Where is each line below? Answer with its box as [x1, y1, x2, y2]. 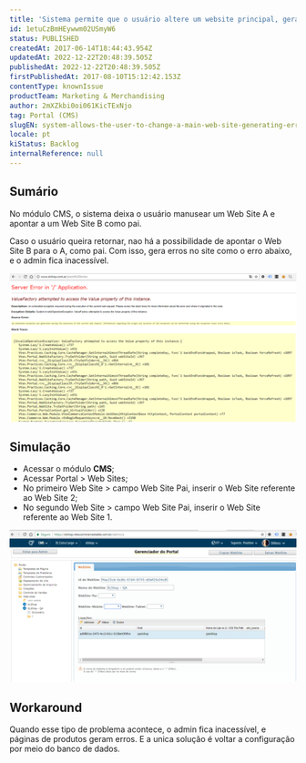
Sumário [9, 184, 59, 199]
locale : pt [9, 130, 51, 139]
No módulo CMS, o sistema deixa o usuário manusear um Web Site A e [9, 208, 276, 219]
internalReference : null [9, 149, 104, 158]
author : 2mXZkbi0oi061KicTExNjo [9, 101, 132, 110]
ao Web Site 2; [22, 493, 78, 504]
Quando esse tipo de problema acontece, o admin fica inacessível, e [9, 724, 267, 735]
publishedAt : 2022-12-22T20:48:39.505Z [9, 63, 161, 72]
